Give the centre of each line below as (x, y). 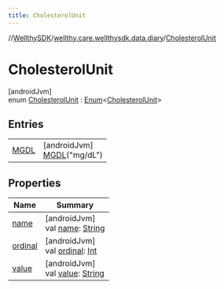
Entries (26, 124)
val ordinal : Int (71, 251)
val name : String (75, 229)
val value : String (75, 273)
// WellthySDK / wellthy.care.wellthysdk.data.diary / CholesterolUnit (112, 38)
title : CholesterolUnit (47, 15)
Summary (75, 205)
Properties (35, 183)
